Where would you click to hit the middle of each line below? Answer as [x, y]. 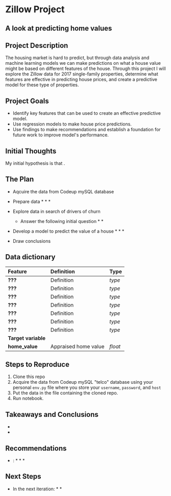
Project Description [37, 45]
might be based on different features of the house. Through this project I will [86, 69]
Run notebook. [28, 399]
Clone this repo [29, 377]
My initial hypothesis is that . [35, 163]
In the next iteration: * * [37, 489]
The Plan [20, 179]
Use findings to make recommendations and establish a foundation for [87, 130]
